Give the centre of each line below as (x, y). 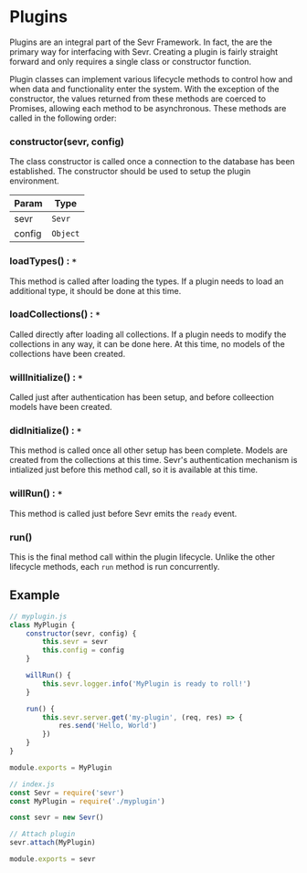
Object (66, 234)
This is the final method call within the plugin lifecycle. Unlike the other (143, 557)
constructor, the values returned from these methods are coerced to (138, 99)
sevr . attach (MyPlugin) (53, 843)
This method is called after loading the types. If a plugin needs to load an (147, 281)
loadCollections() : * (55, 314)
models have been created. (61, 407)
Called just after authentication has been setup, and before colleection (142, 397)
